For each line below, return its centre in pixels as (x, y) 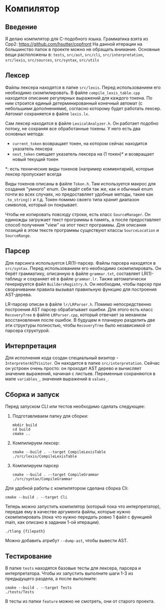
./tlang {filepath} (25, 531)
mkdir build (25, 425)
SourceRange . (18, 235)
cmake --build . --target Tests (38, 588)
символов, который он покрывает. (42, 205)
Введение (21, 27)
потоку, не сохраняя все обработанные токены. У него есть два (73, 128)
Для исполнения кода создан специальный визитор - (62, 358)
